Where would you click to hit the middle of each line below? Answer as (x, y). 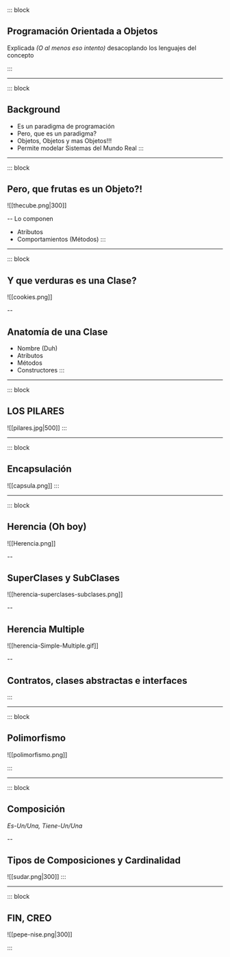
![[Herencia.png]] (31, 543)
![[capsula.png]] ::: (33, 485)
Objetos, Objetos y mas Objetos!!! (64, 140)
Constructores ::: (41, 370)
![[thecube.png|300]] (37, 205)
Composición (36, 809)
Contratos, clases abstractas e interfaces (97, 680)
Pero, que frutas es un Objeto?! (75, 189)
